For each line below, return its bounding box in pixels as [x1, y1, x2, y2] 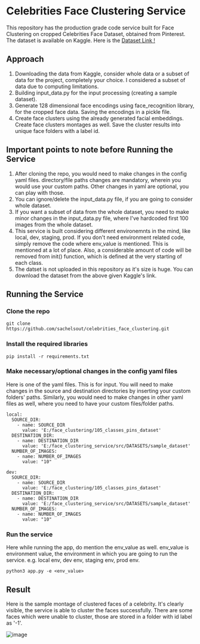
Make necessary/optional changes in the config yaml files [6, 367, 178, 376]
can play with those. [14, 189, 64, 196]
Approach [6, 54, 44, 64]
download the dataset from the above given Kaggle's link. [14, 271, 157, 279]
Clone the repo [6, 307, 50, 315]
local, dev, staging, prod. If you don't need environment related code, [14, 234, 186, 241]
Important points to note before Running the [6, 145, 173, 155]
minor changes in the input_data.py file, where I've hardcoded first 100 [14, 214, 189, 222]
